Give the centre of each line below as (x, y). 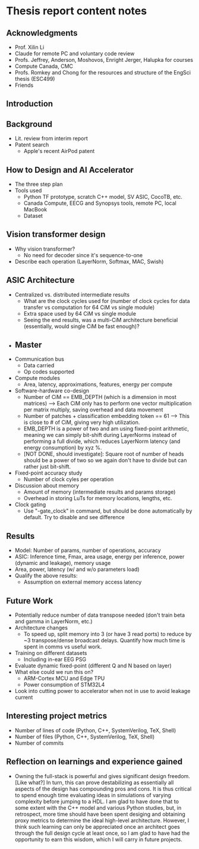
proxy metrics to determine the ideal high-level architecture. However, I (102, 820)
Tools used (28, 191)
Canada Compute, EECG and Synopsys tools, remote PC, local (100, 203)
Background (29, 124)
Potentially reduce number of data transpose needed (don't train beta (100, 615)
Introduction (30, 104)
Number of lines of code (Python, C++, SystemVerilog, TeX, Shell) (95, 730)
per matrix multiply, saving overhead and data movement (93, 410)
